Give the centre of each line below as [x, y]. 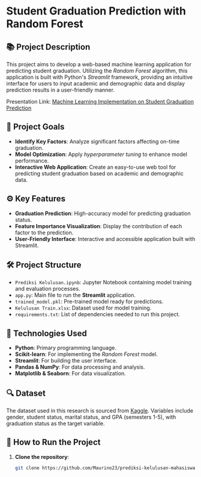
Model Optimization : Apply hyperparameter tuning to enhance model [101, 154]
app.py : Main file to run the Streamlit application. [75, 295]
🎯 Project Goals [35, 127]
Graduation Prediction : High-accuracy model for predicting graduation [103, 213]
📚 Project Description [48, 47]
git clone [27, 468]
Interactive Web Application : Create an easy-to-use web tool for [95, 167]
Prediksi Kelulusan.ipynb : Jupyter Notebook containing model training [103, 282]
